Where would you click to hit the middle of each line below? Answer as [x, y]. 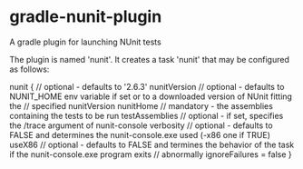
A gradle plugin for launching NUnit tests [85, 42]
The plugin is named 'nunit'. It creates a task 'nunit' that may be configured [150, 59]
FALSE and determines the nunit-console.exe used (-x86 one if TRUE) [140, 134]
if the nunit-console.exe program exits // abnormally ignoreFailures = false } [151, 154]
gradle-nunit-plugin [86, 17]
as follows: [29, 69]
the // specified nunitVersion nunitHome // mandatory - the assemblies [142, 105]
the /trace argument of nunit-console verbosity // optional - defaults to [142, 125]
